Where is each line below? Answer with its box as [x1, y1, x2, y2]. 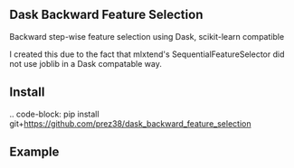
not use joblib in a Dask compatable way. [9, 58, 163, 69]
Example [9, 145, 60, 160]
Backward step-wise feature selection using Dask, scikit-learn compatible [9, 31, 285, 42]
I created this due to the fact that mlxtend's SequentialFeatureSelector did [9, 49, 285, 60]
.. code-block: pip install [9, 108, 100, 119]
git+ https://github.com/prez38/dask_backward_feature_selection [9, 117, 251, 129]
